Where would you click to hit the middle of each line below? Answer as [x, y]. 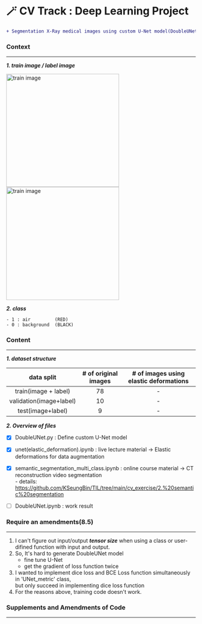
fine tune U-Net [43, 559]
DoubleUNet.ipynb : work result [54, 506]
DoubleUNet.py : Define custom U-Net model [71, 438]
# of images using [158, 374]
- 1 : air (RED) [37, 320]
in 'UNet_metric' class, [43, 579]
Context [18, 46]
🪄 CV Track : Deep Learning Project [97, 11]
